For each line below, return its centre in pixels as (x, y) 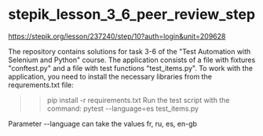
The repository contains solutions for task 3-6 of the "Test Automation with (130, 51)
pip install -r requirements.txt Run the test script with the (138, 100)
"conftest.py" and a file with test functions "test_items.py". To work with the (131, 68)
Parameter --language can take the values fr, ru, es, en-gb (103, 123)
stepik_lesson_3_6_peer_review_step (132, 15)
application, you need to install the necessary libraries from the (110, 76)
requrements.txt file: (41, 85)
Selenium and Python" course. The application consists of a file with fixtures (132, 60)
